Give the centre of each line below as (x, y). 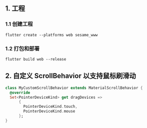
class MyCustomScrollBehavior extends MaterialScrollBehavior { (74, 88)
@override (20, 92)
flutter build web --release (36, 59)
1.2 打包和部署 (22, 48)
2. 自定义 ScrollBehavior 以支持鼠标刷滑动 (70, 76)
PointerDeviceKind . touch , (51, 107)
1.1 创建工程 (19, 24)
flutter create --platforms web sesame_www (52, 35)
